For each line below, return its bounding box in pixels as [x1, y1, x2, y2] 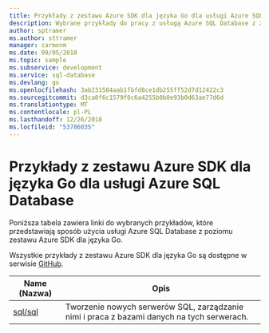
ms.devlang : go [9, 78, 60, 86]
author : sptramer [9, 26, 67, 34]
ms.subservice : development [9, 64, 103, 72]
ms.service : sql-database [9, 71, 95, 79]
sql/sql [13, 306, 38, 317]
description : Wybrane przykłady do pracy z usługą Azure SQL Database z [9, 19, 256, 27]
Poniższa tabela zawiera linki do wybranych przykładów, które [9, 217, 214, 228]
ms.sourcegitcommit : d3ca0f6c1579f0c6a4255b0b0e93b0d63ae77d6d [9, 93, 224, 101]
